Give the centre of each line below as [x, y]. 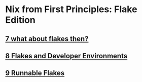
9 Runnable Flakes [35, 73]
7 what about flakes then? [47, 39]
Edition [20, 20]
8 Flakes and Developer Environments [66, 56]
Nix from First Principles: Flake [71, 9]
